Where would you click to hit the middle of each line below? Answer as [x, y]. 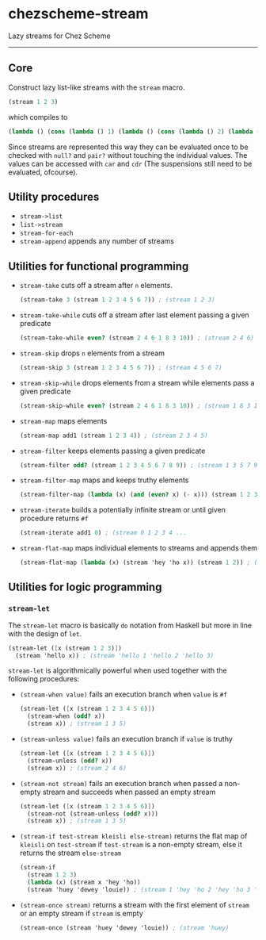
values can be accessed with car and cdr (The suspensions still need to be [130, 163]
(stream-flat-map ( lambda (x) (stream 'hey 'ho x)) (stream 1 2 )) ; [135, 563]
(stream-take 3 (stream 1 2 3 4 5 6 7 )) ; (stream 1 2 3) [117, 300]
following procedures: [44, 679]
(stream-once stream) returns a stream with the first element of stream [134, 904]
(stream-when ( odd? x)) [66, 716]
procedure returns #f [54, 518]
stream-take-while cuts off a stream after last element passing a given [134, 315]
